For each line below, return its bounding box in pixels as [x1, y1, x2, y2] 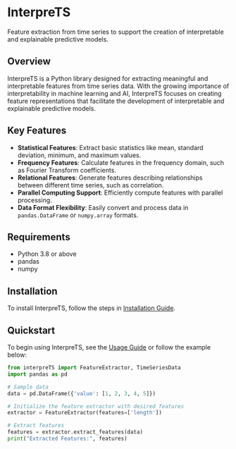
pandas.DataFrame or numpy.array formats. [17, 211, 139, 219]
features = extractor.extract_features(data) [7, 429, 143, 436]
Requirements [7, 230, 70, 243]
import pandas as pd [7, 371, 68, 378]
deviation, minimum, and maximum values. [17, 151, 142, 159]
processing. [17, 195, 53, 204]
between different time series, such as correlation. [17, 180, 164, 189]
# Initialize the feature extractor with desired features [7, 402, 185, 410]
